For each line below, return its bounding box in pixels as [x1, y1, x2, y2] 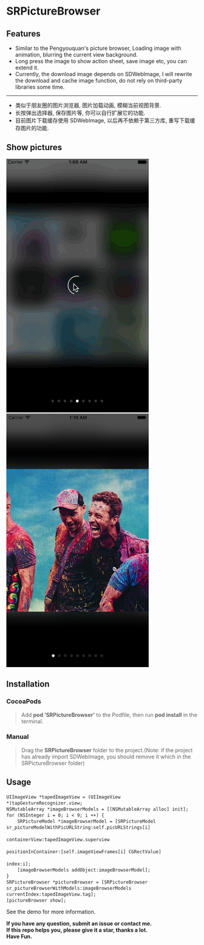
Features [6, 29, 41, 39]
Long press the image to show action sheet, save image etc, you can [15, 58, 187, 64]
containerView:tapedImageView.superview [6, 836, 110, 843]
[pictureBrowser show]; [6, 897, 67, 904]
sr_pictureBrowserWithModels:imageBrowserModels [6, 885, 132, 891]
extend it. [15, 64, 39, 71]
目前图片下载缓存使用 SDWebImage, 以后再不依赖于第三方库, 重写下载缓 [15, 117, 195, 124]
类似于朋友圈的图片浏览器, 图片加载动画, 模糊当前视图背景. [15, 102, 161, 109]
